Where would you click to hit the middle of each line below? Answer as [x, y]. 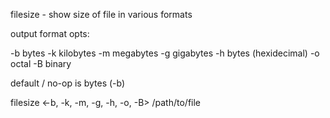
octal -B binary [41, 63]
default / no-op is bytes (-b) [68, 83]
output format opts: [50, 33]
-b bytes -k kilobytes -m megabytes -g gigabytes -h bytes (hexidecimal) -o [165, 53]
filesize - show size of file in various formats [101, 14]
